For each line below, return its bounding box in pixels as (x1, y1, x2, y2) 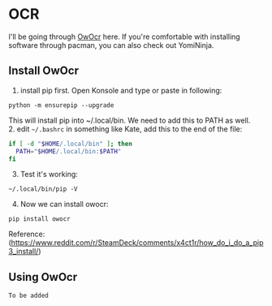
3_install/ (8, 247, 39, 256)
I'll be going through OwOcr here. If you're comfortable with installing (8, 32, 241, 41)
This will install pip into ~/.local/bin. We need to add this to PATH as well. (8, 115, 251, 125)
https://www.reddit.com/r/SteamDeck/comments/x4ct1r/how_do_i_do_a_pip (11, 238, 264, 248)
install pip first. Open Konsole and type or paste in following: (19, 85, 222, 95)
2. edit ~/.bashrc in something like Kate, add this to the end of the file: (8, 123, 243, 134)
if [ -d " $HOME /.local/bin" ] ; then (8, 140, 132, 148)
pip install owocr (8, 215, 71, 223)
